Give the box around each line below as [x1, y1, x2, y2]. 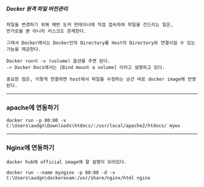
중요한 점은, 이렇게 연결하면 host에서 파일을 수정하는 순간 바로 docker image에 [6, 76, 185, 82]
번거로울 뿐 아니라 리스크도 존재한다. [6, 28, 87, 34]
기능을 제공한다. [6, 46, 41, 52]
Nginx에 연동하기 [6, 143, 55, 152]
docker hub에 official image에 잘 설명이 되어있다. [6, 159, 127, 165]
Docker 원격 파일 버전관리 [6, 5, 68, 12]
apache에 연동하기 [6, 103, 59, 111]
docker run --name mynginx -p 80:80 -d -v [6, 169, 115, 176]
